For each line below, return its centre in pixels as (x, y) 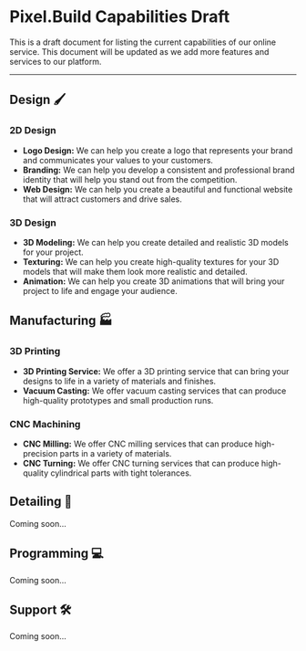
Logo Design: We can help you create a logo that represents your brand (158, 150)
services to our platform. (56, 61)
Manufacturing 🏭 (61, 321)
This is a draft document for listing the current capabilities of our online (143, 42)
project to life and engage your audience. (100, 290)
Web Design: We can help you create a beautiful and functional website (158, 189)
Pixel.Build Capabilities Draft (120, 17)
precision (40, 453)
